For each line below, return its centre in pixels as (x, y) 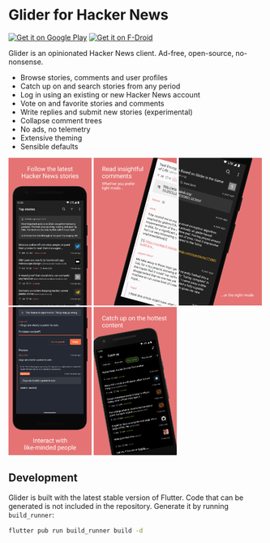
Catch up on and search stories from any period (100, 86)
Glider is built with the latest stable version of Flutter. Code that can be (126, 498)
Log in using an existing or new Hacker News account (110, 94)
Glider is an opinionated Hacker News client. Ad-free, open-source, (121, 53)
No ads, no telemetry (55, 129)
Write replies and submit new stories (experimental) (106, 112)
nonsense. (26, 62)
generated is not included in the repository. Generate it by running (119, 506)
